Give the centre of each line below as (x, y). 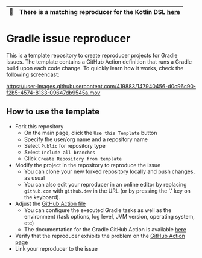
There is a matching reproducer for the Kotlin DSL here (100, 12)
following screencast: (33, 74)
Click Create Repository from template (73, 158)
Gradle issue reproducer (68, 38)
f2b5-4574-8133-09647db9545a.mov (53, 93)
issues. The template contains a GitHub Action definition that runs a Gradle (99, 61)
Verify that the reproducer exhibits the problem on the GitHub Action (100, 236)
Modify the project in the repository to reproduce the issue (88, 165)
